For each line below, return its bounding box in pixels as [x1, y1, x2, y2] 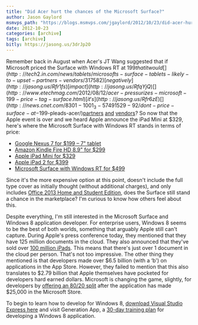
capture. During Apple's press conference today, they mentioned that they [6, 232, 187, 239]
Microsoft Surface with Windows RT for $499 [14, 165, 126, 172]
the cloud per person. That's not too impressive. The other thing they [6, 251, 174, 258]
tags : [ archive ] [6, 36, 46, 42]
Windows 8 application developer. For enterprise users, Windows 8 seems [6, 219, 187, 226]
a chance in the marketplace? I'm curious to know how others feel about [6, 195, 181, 202]
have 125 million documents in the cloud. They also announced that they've [6, 238, 189, 245]
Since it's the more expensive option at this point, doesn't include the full [6, 176, 183, 183]
